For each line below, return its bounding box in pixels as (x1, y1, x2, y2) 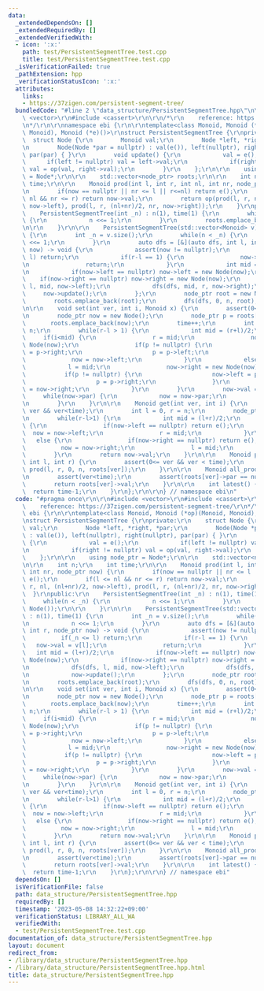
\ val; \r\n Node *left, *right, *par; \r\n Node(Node (22, 525, 247, 533)
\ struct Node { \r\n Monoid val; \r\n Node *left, (22, 135, 241, 144)
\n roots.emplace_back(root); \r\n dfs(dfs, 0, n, (22, 678, 237, 686)
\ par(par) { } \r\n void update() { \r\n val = (22, 150, 241, 158)
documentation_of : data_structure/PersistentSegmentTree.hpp (8, 934, 213, 942)
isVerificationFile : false (15, 883, 104, 891)
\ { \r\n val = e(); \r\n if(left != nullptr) (22, 539, 247, 547)
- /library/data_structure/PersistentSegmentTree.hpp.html (8, 963, 206, 971)
